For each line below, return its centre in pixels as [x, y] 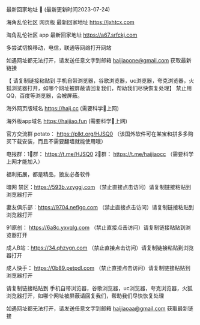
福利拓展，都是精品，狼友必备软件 [48, 174]
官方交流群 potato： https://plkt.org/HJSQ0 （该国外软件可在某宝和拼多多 [97, 134]
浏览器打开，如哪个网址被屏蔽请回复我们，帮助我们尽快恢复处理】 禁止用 [102, 88]
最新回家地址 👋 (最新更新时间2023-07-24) [58, 9]
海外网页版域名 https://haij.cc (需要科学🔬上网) [62, 108]
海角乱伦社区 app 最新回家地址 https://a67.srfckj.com [72, 35]
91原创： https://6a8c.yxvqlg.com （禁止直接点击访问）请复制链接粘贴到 [96, 228]
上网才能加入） [25, 162]
